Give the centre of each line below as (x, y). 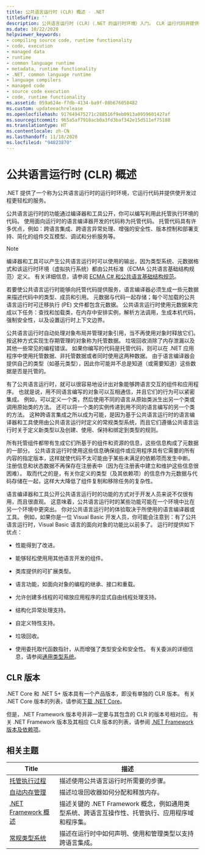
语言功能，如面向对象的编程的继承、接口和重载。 (77, 584)
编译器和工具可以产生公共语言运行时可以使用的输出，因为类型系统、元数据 (100, 261)
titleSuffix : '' (27, 18)
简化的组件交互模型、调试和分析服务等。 (68, 236)
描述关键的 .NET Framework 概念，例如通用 (121, 804)
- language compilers (34, 80)
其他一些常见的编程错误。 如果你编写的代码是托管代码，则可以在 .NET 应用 (100, 348)
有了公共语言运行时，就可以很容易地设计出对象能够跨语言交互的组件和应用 (100, 384)
